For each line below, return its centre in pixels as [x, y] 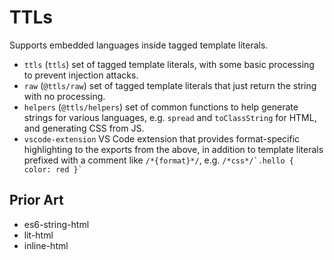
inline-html [46, 245]
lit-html [38, 235]
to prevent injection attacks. [81, 75]
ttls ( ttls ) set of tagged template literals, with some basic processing [169, 64]
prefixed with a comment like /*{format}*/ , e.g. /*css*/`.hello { [158, 160]
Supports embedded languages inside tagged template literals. [139, 45]
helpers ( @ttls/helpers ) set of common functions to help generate [161, 107]
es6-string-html [56, 224]
